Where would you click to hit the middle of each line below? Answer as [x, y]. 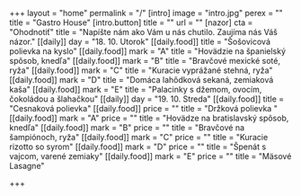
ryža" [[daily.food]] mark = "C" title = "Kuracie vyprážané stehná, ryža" [141, 70]
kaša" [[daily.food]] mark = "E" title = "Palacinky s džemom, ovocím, [136, 89]
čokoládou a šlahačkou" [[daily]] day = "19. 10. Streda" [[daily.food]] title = [147, 99]
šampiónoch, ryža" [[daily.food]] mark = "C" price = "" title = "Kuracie [139, 137]
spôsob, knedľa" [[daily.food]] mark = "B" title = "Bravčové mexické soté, [145, 61]
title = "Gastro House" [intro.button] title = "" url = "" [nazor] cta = [131, 22]
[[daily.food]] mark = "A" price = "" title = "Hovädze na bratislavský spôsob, [149, 118]
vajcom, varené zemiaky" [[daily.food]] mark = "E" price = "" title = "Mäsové [150, 156]
